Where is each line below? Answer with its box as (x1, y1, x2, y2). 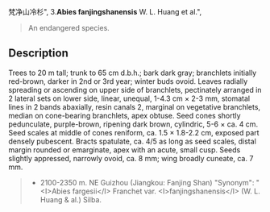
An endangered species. (27, 23, 110, 32)
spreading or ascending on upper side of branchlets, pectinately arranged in (8, 85, 262, 94)
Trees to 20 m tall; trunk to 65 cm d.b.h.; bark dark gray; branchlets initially (8, 68, 257, 77)
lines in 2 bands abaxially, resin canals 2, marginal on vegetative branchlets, (8, 102, 260, 111)
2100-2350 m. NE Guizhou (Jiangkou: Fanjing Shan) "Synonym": (39, 177, 255, 187)
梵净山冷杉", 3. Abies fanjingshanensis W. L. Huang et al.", (8, 7, 202, 16)
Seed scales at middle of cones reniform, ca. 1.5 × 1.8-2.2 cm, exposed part (8, 127, 260, 137)
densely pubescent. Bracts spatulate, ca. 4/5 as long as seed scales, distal (8, 136, 256, 146)
